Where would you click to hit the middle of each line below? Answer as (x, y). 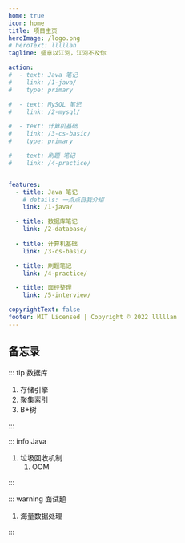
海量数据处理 (41, 516)
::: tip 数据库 (28, 372)
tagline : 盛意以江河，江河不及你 (57, 53)
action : (21, 68)
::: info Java (28, 441)
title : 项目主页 (33, 30)
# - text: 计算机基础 (43, 126)
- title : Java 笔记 (47, 192)
